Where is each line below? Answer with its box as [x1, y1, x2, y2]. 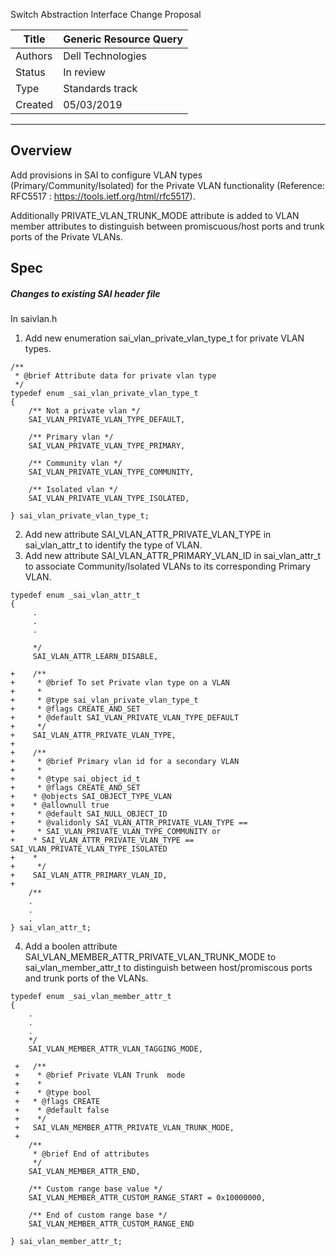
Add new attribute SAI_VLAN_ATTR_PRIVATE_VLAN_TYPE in [24, 529, 272, 541]
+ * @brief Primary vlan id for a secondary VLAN [10, 757, 240, 767]
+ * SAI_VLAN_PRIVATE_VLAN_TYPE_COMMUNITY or [10, 827, 222, 837]
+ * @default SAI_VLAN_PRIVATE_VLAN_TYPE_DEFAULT [10, 713, 240, 723]
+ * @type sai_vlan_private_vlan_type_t [10, 695, 199, 706]
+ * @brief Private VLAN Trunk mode [14, 1070, 186, 1081]
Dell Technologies [63, 49, 148, 63]
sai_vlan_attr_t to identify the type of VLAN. [24, 539, 203, 551]
